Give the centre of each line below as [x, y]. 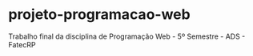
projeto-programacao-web [99, 15]
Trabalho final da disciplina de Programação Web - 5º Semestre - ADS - [127, 36]
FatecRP [22, 44]
